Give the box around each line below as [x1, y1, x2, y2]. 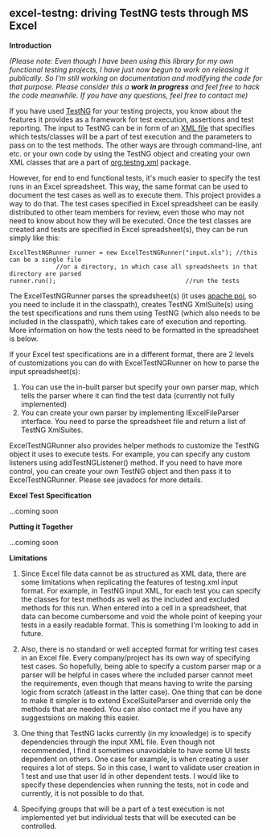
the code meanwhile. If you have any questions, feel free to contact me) [9, 90, 248, 100]
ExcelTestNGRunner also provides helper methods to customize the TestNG [9, 440, 260, 450]
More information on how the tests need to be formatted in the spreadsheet [9, 325, 260, 335]
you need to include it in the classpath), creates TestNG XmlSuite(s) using [9, 299, 254, 309]
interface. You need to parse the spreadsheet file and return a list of [20, 416, 246, 426]
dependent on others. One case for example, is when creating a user [20, 754, 249, 764]
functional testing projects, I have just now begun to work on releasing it [9, 65, 249, 74]
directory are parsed [9, 269, 82, 277]
